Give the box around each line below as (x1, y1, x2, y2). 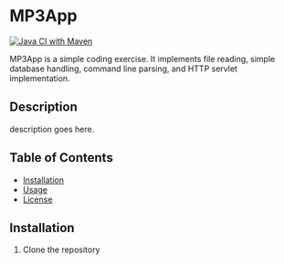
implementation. (9, 72, 70, 83)
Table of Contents (9, 150, 114, 165)
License (22, 194, 53, 205)
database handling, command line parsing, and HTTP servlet (9, 63, 237, 74)
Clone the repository (22, 244, 100, 256)
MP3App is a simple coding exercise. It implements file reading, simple (9, 53, 276, 64)
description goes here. (9, 123, 95, 134)
